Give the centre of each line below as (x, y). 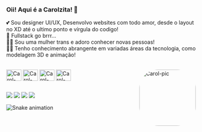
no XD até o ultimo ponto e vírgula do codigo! (63, 29)
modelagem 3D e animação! (41, 55)
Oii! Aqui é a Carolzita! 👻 (42, 10)
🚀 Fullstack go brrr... (31, 36)
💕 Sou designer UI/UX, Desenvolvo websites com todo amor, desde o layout (100, 23)
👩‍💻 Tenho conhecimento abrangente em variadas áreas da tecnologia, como (101, 49)
